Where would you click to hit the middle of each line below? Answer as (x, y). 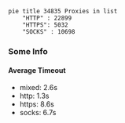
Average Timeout (37, 70)
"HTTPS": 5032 (45, 25)
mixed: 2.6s (38, 88)
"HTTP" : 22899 (47, 18)
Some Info (28, 51)
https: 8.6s (37, 104)
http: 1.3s (34, 96)
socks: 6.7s (38, 113)
